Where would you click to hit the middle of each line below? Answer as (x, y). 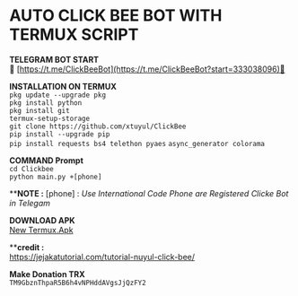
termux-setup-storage (50, 118)
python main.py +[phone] (56, 177)
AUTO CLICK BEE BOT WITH (116, 16)
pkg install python (46, 103)
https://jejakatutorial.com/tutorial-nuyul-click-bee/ (102, 257)
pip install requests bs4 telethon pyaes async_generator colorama (137, 144)
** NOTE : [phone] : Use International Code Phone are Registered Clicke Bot (149, 193)
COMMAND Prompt (46, 160)
